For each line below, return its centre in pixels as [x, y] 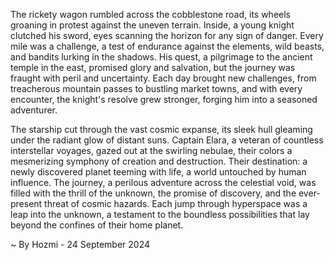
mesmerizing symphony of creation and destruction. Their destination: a [159, 161]
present [26, 203]
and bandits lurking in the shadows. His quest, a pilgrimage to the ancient [161, 57]
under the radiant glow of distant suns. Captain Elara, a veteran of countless [167, 140]
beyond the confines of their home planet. [97, 225]
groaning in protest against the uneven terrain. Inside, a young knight [152, 25]
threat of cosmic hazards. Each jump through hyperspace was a [176, 203]
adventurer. [34, 110]
